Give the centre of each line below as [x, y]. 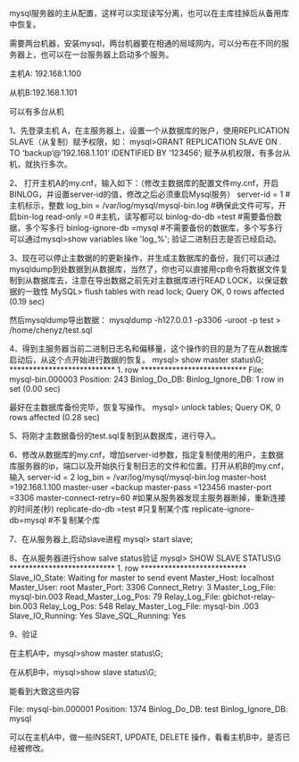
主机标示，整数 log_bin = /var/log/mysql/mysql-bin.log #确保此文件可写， [144, 205]
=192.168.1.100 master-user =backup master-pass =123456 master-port [141, 487]
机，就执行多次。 [41, 164]
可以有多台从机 [37, 111]
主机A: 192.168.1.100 [46, 73]
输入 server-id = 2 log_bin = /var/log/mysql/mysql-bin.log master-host [138, 477]
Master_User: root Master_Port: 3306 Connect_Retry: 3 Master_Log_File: [143, 587]
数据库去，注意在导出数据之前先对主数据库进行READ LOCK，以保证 [156, 280]
